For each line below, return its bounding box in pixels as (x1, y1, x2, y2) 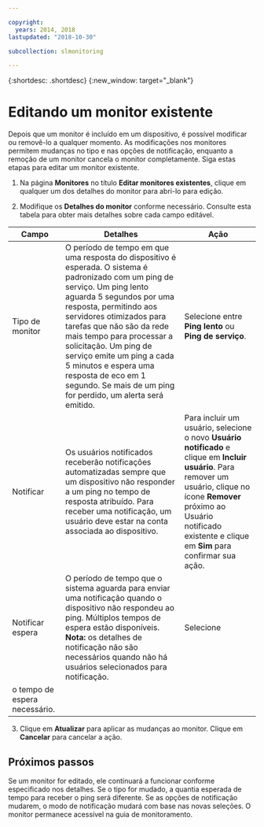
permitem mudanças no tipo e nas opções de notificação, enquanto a (8, 146, 233, 156)
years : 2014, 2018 (15, 25, 76, 34)
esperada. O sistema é (65, 261, 148, 273)
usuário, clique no (184, 481, 251, 492)
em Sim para (184, 540, 232, 551)
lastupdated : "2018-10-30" (8, 33, 97, 41)
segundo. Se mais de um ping (65, 380, 175, 391)
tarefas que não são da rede (65, 321, 169, 332)
